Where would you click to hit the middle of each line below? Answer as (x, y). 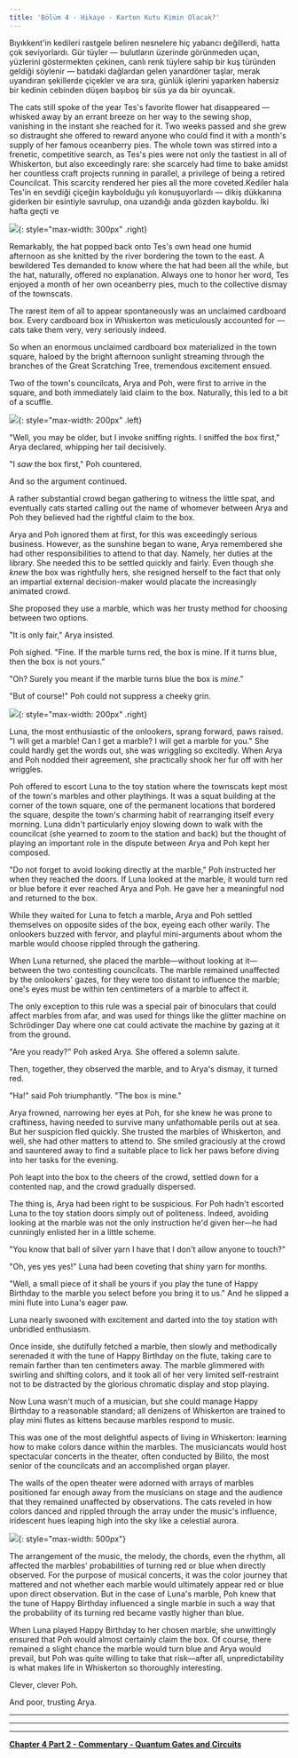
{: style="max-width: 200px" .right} (83, 714)
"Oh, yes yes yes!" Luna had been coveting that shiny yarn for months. (138, 1266)
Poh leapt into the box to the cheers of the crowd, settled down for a (134, 1176)
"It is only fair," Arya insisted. (62, 635)
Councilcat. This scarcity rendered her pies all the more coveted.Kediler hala (149, 182)
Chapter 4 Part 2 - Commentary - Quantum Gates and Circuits (125, 1744)
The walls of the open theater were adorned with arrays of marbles (132, 1483)
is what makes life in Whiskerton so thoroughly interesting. (116, 1667)
